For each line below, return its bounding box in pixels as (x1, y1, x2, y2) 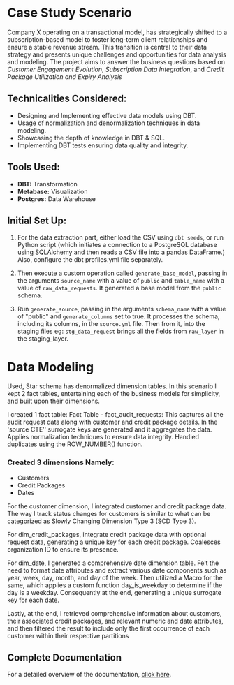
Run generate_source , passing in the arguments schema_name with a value (17, 305, 226, 314)
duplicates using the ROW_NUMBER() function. (7, 440, 143, 448)
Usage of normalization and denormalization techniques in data (17, 119, 200, 127)
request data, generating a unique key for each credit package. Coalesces (7, 538, 221, 546)
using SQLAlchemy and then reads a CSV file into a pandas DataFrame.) (17, 248, 226, 256)
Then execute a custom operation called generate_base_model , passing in (17, 269, 228, 277)
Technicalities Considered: (7, 93, 127, 105)
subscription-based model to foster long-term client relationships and (7, 35, 208, 43)
